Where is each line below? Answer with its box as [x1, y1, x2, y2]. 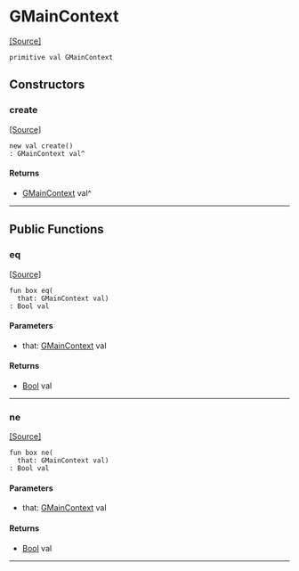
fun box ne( [9, 448, 53, 458]
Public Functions [9, 222, 104, 237]
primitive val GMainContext [9, 53, 114, 61]
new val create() [9, 141, 74, 151]
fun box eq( [9, 286, 53, 295]
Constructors [9, 77, 85, 93]
